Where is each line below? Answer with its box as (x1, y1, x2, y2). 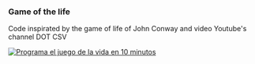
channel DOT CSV (8, 32, 67, 41)
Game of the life (8, 6, 71, 17)
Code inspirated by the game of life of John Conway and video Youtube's (8, 24, 247, 34)
